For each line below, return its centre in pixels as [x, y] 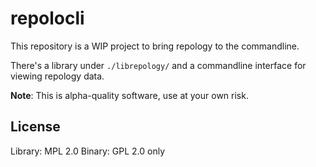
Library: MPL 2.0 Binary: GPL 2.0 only [87, 151]
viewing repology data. [57, 76]
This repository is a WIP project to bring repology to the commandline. [155, 46]
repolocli [47, 18]
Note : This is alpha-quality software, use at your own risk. [129, 95]
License [35, 127]
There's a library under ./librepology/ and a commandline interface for [158, 65]
